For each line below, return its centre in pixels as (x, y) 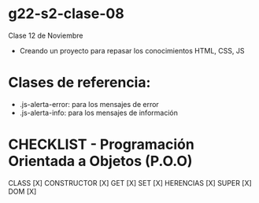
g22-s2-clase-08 (66, 14)
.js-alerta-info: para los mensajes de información (99, 113)
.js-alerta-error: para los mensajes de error (89, 104)
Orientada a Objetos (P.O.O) (100, 161)
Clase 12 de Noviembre (46, 35)
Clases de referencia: (80, 83)
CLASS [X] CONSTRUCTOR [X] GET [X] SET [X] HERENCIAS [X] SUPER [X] (130, 183)
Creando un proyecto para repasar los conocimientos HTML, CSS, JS (132, 50)
